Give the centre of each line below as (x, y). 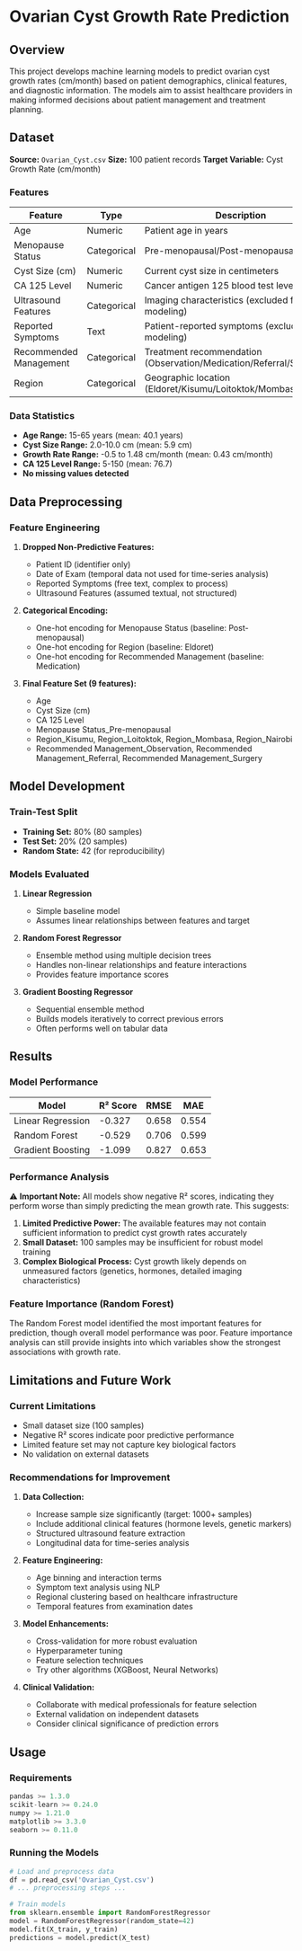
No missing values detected (75, 474)
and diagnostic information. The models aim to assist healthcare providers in (151, 90)
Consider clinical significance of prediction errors (127, 1724)
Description (241, 216)
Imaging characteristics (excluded (216, 300)
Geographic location (187, 377)
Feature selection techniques (89, 1661)
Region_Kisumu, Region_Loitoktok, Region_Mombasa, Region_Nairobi (164, 740)
